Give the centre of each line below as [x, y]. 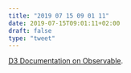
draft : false [30, 30]
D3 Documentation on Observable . [65, 61]
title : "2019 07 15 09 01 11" [59, 16]
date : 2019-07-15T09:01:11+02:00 [64, 23]
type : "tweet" [32, 38]
